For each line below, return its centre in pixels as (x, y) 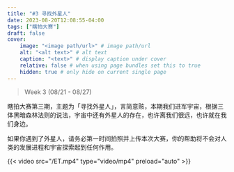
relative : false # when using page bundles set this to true (110, 65)
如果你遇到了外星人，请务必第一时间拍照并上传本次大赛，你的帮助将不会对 (114, 138)
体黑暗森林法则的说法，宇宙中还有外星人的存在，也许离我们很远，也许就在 (114, 115)
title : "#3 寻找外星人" (39, 14)
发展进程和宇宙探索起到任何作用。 (68, 147)
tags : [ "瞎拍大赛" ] (33, 26)
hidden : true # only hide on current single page (93, 72)
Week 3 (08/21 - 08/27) (58, 92)
